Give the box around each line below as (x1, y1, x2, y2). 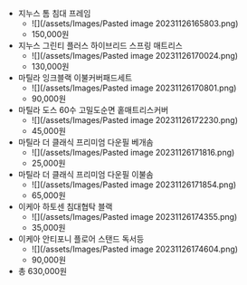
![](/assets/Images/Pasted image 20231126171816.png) (31, 147, 235, 157)
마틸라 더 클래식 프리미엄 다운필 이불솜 (17, 169, 154, 179)
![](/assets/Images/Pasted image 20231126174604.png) (31, 243, 238, 254)
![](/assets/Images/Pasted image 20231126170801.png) (31, 82, 237, 93)
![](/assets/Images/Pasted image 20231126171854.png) (31, 179, 237, 190)
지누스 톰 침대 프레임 (17, 8, 91, 18)
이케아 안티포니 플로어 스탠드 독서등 (17, 233, 145, 244)
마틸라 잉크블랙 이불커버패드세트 (17, 72, 133, 83)
